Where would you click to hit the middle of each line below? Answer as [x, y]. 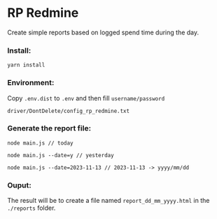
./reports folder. [31, 208]
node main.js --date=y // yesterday [61, 155]
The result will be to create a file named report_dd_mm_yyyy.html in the [108, 201]
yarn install [26, 65]
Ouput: [19, 185]
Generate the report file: [49, 128]
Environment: [31, 83]
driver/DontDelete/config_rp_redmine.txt [69, 111]
